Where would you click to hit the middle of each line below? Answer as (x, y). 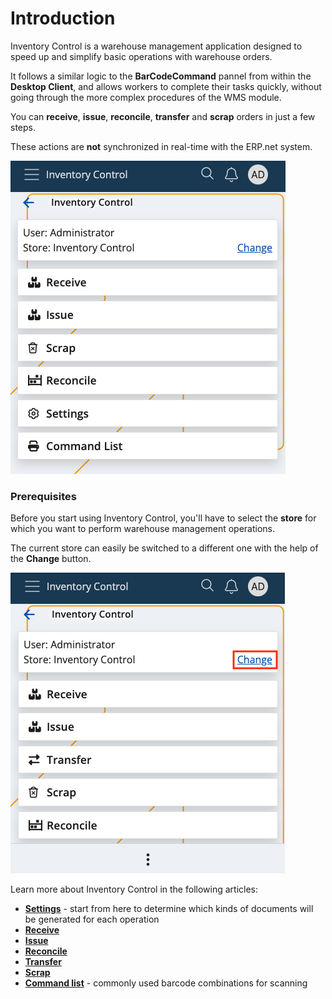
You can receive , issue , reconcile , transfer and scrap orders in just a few (163, 116)
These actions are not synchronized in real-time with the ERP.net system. (161, 146)
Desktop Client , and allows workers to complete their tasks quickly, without (166, 86)
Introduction (63, 18)
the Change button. (51, 559)
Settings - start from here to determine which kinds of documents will (169, 909)
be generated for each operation (92, 919)
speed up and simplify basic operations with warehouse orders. (141, 56)
